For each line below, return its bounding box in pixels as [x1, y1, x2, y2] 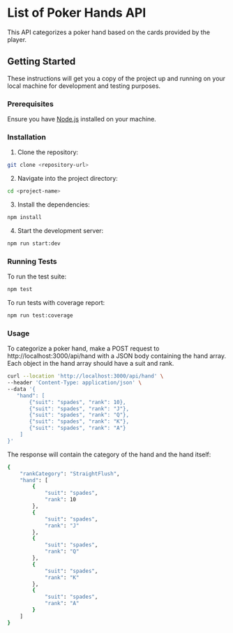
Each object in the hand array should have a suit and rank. [7, 359, 174, 368]
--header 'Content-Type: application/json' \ [7, 379, 142, 387]
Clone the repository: [17, 148, 79, 156]
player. [7, 35, 27, 43]
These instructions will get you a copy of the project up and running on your [7, 74, 225, 82]
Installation [7, 132, 47, 142]
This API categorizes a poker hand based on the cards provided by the [7, 28, 211, 36]
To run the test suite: [7, 272, 67, 281]
